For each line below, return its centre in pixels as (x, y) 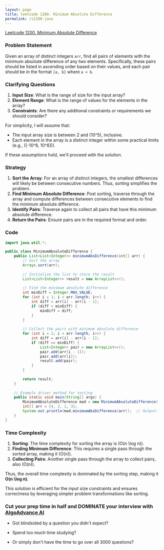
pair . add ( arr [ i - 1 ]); (63, 352)
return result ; (38, 379)
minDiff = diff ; (56, 311)
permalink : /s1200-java (29, 19)
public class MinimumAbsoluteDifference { (49, 251)
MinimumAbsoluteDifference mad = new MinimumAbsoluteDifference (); (92, 402)
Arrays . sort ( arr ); (41, 265)
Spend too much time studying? (44, 533)
